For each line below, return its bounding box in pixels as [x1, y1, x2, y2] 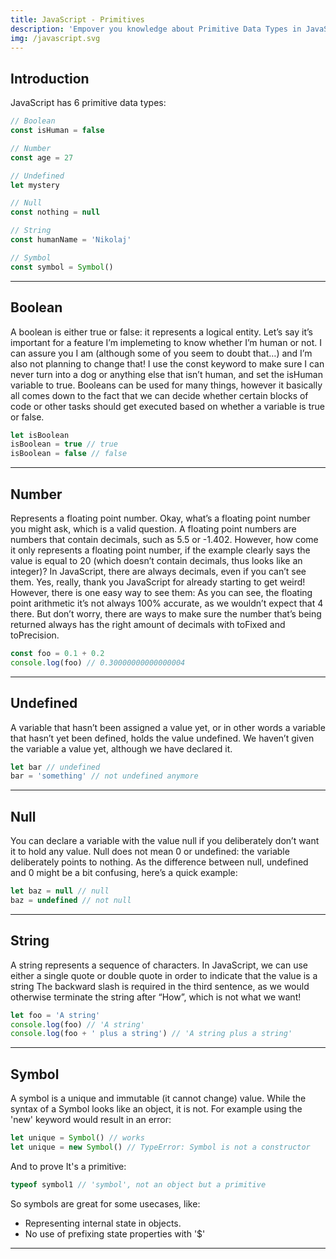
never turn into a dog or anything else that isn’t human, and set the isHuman [10, 368, 323, 380]
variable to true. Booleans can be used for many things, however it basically [10, 379, 323, 391]
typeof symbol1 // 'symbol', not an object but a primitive [10, 1179, 267, 1190]
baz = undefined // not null [10, 895, 132, 905]
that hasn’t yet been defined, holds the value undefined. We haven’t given [10, 732, 315, 744]
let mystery [10, 180, 60, 190]
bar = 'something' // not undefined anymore [10, 771, 199, 781]
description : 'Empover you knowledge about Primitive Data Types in [10, 24, 302, 34]
